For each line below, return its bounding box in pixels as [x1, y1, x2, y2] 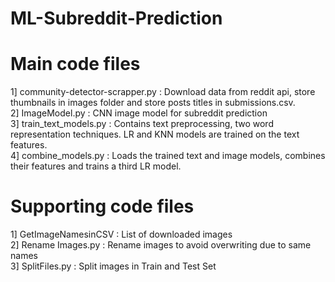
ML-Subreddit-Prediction [10, 7, 223, 30]
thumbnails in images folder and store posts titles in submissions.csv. [10, 97, 296, 109]
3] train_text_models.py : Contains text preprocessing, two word [10, 118, 274, 130]
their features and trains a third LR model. [10, 160, 182, 172]
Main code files [10, 53, 141, 76]
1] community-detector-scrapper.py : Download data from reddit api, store [10, 86, 316, 98]
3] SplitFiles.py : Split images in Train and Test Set [10, 260, 217, 272]
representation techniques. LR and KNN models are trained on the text [10, 128, 300, 141]
